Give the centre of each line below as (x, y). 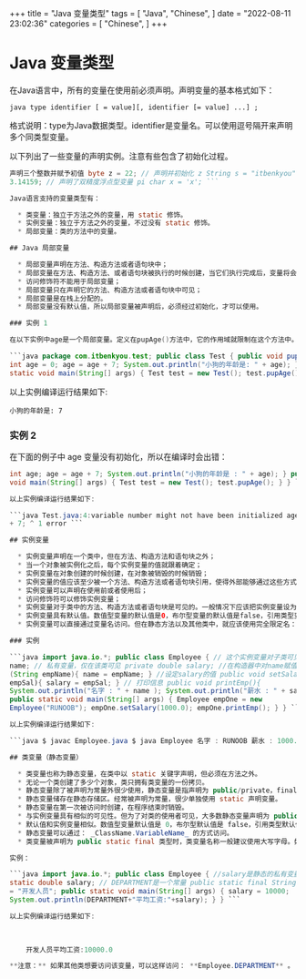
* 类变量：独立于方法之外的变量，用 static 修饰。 (102, 215)
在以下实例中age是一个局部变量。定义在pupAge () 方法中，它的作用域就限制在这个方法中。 (154, 340)
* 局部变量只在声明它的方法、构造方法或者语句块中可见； (110, 290)
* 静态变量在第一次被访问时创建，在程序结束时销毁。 (103, 808)
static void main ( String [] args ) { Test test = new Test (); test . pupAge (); (156, 373)
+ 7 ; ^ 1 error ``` (46, 524)
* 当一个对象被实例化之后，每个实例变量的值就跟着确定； (110, 566)
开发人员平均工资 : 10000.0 (70, 950)
